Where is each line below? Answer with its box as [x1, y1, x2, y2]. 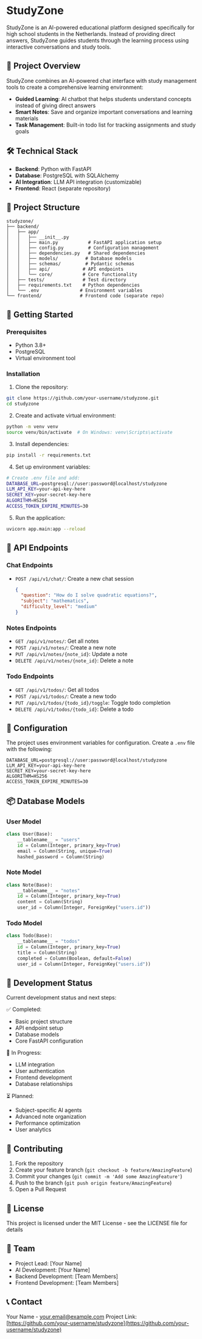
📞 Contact [6, 1297, 43, 1307]
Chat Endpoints [6, 561, 54, 570]
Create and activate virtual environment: [15, 412, 116, 419]
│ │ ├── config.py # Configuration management [6, 245, 159, 251]
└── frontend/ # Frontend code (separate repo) [6, 293, 165, 299]
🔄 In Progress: [6, 1049, 42, 1057]
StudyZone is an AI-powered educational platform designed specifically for [6, 24, 195, 31]
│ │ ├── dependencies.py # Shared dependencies [6, 250, 146, 256]
